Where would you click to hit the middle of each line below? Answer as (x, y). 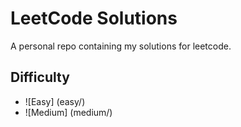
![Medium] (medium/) (68, 112)
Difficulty (40, 77)
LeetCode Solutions (94, 18)
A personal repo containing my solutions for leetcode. (121, 46)
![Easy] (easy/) (55, 101)
